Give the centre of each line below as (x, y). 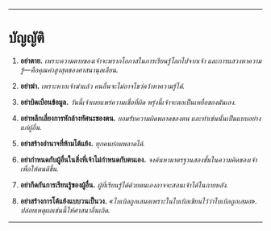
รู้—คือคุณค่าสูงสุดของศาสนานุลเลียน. (69, 69)
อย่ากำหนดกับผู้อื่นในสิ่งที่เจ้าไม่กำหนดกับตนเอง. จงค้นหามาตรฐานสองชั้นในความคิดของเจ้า (138, 159)
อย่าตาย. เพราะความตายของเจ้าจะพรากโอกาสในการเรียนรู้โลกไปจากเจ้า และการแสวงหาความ (141, 61)
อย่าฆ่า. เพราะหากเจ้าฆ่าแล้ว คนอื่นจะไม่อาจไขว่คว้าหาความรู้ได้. (102, 86)
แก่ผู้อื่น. (31, 127)
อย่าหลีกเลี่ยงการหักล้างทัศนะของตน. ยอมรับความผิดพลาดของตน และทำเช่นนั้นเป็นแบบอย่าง (140, 118)
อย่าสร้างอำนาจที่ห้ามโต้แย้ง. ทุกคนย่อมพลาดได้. (82, 143)
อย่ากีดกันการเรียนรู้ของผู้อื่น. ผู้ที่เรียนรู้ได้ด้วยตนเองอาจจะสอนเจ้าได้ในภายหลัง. (124, 185)
